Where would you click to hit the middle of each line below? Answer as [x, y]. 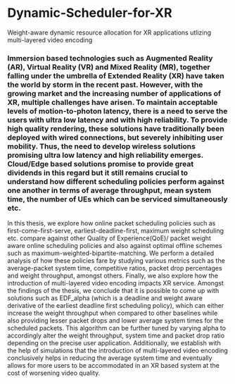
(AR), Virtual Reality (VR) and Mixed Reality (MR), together [109, 67]
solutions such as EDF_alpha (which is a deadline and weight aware [105, 298]
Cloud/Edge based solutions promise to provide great [101, 163]
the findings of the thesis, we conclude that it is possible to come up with [113, 291]
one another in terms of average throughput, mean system [109, 190]
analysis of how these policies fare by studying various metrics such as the [116, 261]
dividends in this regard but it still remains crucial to [98, 173]
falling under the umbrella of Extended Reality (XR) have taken [116, 75]
